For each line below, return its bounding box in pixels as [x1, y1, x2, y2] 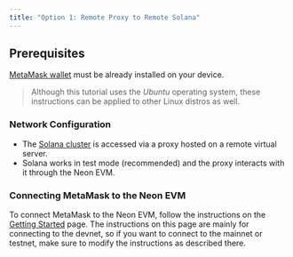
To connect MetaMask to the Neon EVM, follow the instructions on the [9, 210, 266, 221]
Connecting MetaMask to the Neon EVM [9, 189, 186, 201]
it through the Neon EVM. [21, 166, 115, 178]
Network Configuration [9, 118, 112, 131]
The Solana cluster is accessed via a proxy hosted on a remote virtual [21, 139, 277, 149]
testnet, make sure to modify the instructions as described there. [9, 237, 247, 249]
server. [21, 148, 49, 158]
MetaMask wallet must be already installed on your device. [9, 69, 225, 80]
